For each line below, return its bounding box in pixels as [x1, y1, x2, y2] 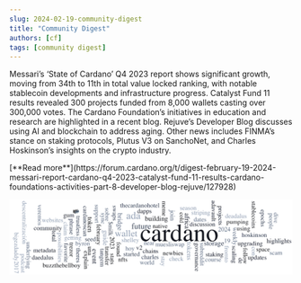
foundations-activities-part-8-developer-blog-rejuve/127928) [9, 181, 236, 192]
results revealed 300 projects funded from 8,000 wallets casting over [9, 97, 267, 108]
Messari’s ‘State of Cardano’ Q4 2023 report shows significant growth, [9, 68, 271, 80]
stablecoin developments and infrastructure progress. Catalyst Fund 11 [9, 88, 270, 99]
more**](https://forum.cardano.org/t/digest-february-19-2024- [43, 163, 277, 173]
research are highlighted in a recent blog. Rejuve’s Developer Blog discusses [9, 117, 293, 128]
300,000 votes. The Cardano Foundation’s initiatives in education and [9, 107, 267, 118]
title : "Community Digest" [9, 23, 111, 33]
